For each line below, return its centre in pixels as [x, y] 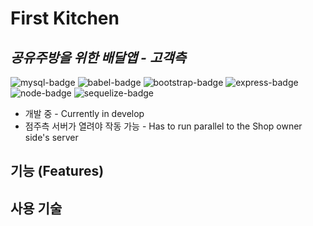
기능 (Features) [57, 171]
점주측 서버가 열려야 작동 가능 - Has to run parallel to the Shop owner [163, 126]
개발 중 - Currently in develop [84, 113]
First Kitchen [65, 18]
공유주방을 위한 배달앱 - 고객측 [98, 57]
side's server [51, 137]
